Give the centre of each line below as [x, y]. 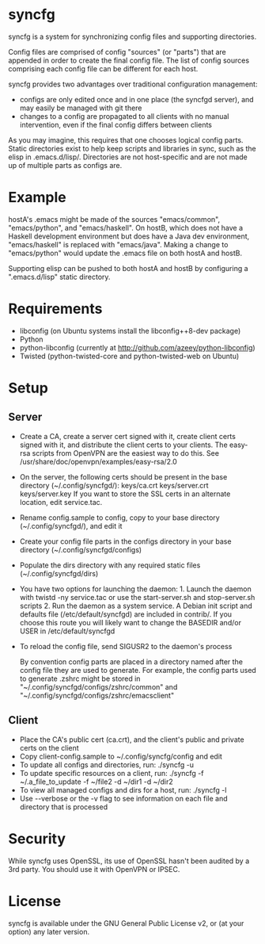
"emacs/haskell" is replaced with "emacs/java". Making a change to [118, 244]
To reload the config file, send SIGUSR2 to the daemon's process [126, 646]
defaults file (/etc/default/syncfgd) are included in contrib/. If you [125, 614]
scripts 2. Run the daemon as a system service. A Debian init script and [136, 606]
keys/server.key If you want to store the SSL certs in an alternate [125, 494]
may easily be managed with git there [81, 108]
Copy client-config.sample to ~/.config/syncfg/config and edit [121, 756]
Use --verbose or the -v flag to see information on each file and [123, 798]
